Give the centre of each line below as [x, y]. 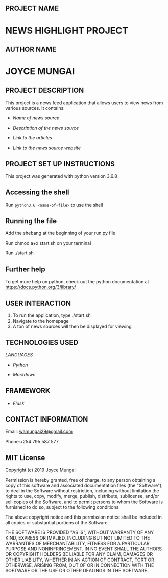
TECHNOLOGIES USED [42, 342]
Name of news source [36, 118]
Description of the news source [46, 128]
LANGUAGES [19, 355]
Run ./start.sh [20, 253]
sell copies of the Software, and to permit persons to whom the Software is [84, 502]
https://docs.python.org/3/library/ [41, 287]
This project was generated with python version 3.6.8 [61, 176]
